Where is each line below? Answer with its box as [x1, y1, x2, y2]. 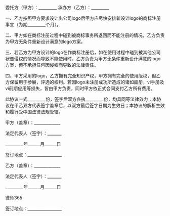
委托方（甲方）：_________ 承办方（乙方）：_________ [5, 5, 110, 10]
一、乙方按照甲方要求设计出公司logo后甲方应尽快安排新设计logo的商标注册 [5, 15, 161, 21]
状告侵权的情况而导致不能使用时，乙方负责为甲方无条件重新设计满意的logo [5, 56, 161, 62]
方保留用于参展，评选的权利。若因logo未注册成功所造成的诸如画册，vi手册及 [5, 79, 164, 85]
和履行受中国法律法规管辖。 [5, 109, 63, 115]
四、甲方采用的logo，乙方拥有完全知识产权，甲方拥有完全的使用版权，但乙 [5, 73, 161, 78]
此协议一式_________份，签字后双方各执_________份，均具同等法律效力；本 [5, 96, 157, 102]
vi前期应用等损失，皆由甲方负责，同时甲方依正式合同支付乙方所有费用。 [5, 85, 155, 91]
